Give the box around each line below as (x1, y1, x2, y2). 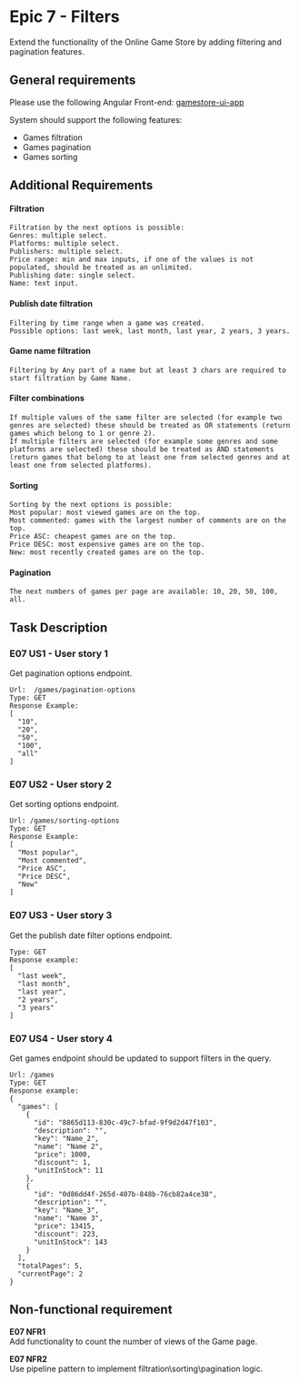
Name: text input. (9, 279, 79, 288)
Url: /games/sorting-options (9, 816, 120, 825)
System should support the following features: (9, 114, 183, 125)
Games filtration (22, 132, 84, 143)
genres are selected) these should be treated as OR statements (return (9, 420, 291, 429)
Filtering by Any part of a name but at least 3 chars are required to (9, 366, 286, 375)
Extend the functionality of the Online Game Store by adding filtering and (9, 36, 282, 47)
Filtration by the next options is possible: (9, 223, 184, 233)
